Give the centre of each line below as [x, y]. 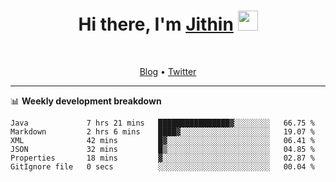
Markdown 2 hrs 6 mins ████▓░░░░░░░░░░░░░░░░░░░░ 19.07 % [162, 131]
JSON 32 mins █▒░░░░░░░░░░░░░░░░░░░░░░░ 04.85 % [162, 149]
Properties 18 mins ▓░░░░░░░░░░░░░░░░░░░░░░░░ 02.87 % [162, 158]
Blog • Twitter [168, 71]
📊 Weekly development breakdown [86, 101]
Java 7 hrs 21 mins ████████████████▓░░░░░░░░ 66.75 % [162, 123]
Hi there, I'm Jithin [156, 24]
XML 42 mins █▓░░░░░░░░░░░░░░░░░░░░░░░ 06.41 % [162, 140]
